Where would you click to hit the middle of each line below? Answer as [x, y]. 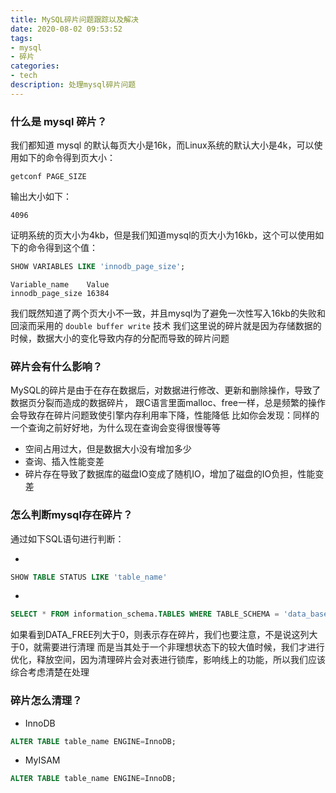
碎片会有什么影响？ [56, 366]
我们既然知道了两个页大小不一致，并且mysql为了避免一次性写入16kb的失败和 [168, 313]
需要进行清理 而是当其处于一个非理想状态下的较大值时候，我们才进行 [183, 647]
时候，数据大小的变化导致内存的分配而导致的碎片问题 [120, 338]
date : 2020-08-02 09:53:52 [66, 29]
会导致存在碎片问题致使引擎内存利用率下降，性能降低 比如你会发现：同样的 [165, 415]
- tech [24, 76]
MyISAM [42, 760]
